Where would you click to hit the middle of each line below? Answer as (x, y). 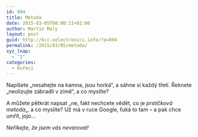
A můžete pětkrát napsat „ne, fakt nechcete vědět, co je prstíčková (90, 103)
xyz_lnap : (19, 51)
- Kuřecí (23, 68)
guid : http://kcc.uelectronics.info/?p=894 (62, 40)
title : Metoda (24, 18)
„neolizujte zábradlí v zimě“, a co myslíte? (58, 92)
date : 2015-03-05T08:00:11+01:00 (48, 23)
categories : (21, 62)
